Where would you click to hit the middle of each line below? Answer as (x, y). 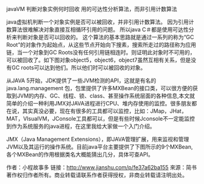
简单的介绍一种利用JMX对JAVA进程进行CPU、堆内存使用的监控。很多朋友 (99, 103)
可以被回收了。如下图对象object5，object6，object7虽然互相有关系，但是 (99, 60)
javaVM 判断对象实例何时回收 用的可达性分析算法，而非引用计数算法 (92, 9)
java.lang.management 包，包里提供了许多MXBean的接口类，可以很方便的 (100, 88)
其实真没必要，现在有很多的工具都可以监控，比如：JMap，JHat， (104, 111)
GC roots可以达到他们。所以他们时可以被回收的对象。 (79, 68)
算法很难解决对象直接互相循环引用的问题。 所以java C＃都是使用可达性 (100, 30)
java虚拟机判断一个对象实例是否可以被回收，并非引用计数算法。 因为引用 (97, 22)
